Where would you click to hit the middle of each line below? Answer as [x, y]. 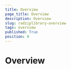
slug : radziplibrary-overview [36, 23]
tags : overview [20, 28]
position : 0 [17, 37]
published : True [21, 32]
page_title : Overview [27, 14]
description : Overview [28, 18]
